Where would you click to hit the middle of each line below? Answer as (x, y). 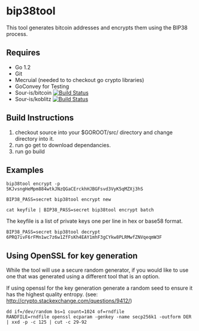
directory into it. (34, 138)
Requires (23, 53)
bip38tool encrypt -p (33, 184)
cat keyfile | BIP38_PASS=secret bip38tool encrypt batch (80, 210)
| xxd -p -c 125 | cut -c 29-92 (46, 322)
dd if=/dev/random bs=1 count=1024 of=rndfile (65, 312)
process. (17, 34)
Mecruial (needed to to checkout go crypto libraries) (79, 80)
